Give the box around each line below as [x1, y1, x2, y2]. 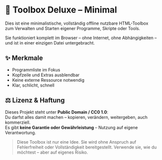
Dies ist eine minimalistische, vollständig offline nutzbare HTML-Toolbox [5, 20, 148, 26]
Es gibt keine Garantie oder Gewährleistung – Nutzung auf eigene [5, 124, 138, 130]
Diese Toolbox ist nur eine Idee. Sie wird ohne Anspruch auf [16, 139, 136, 145]
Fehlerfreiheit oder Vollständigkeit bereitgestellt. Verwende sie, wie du [16, 144, 157, 150]
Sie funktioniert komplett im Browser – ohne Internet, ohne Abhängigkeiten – [5, 35, 157, 41]
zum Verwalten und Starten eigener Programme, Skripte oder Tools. [5, 25, 140, 31]
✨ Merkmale [5, 54, 43, 62]
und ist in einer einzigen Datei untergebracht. [5, 40, 95, 45]
